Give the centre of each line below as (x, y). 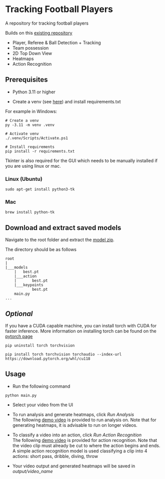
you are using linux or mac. (33, 166)
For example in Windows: (31, 111)
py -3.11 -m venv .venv (30, 125)
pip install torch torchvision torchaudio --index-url (63, 354)
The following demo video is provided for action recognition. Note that (85, 440)
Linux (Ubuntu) (24, 179)
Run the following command (41, 386)
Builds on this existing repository (39, 33)
